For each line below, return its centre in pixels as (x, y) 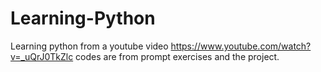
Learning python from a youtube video (89, 46)
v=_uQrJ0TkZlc (42, 56)
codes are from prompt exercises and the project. (177, 56)
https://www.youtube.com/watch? (241, 46)
